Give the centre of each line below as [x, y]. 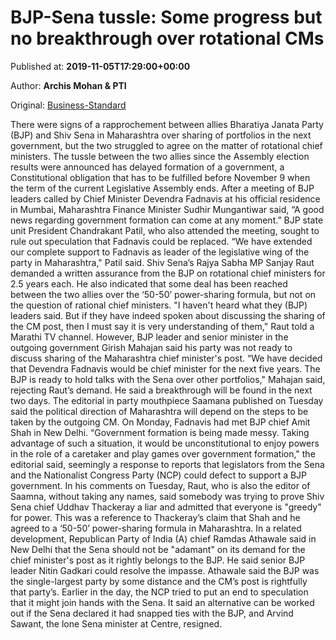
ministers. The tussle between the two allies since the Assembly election [160, 156]
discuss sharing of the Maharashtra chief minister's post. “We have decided [166, 358]
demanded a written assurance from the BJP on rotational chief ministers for [168, 273]
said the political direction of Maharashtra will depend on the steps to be [159, 411]
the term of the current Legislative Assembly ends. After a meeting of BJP [162, 188]
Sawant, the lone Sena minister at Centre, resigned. [116, 623]
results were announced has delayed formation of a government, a [147, 167]
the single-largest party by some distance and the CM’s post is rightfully [159, 581]
